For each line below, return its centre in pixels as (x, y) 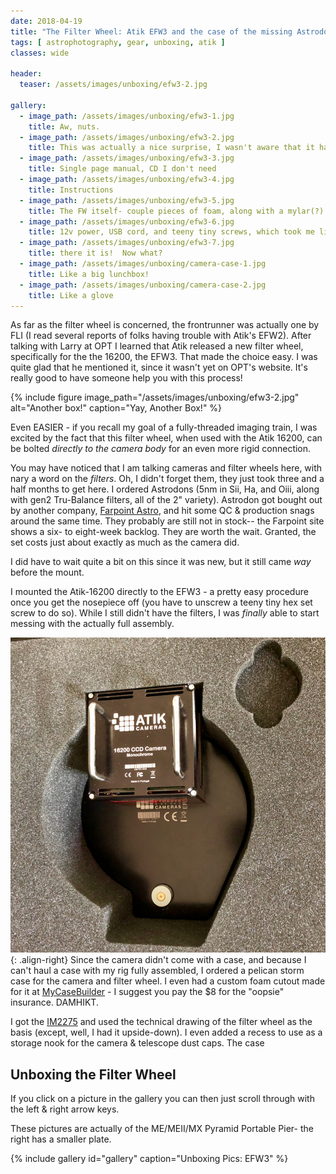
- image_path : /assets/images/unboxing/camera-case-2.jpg (143, 285)
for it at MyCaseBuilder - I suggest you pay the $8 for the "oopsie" (147, 992)
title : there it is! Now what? (95, 253)
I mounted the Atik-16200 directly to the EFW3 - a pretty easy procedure (159, 592)
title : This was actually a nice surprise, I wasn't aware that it (171, 148)
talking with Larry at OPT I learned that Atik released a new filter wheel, (157, 346)
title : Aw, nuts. (64, 126)
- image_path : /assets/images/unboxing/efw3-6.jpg (127, 221)
